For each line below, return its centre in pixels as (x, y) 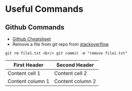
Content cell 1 (24, 73)
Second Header (75, 65)
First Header (28, 65)
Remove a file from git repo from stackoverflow (61, 44)
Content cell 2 (71, 73)
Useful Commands (44, 9)
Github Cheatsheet (32, 39)
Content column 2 (75, 81)
